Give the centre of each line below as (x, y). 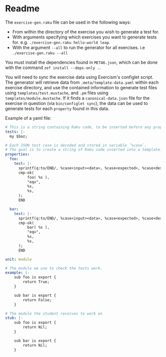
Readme (22, 9)
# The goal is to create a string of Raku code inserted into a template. (84, 150)
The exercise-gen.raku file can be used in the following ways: (68, 22)
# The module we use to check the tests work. (54, 268)
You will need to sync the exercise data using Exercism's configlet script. (79, 77)
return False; (37, 300)
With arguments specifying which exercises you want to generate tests (84, 37)
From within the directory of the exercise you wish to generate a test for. (86, 32)
